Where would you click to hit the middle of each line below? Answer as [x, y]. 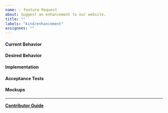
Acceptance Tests [24, 78]
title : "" [15, 19]
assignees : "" [20, 28]
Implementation [22, 67]
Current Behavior [23, 44]
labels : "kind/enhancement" [34, 24]
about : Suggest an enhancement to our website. [56, 14]
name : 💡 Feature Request [31, 10]
